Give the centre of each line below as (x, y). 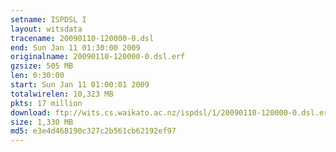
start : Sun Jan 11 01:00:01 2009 (80, 85)
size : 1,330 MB (42, 122)
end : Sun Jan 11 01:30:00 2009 (75, 47)
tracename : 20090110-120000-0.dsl (82, 38)
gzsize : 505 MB (42, 66)
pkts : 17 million (46, 103)
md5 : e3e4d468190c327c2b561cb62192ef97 (93, 131)
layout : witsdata (46, 29)
